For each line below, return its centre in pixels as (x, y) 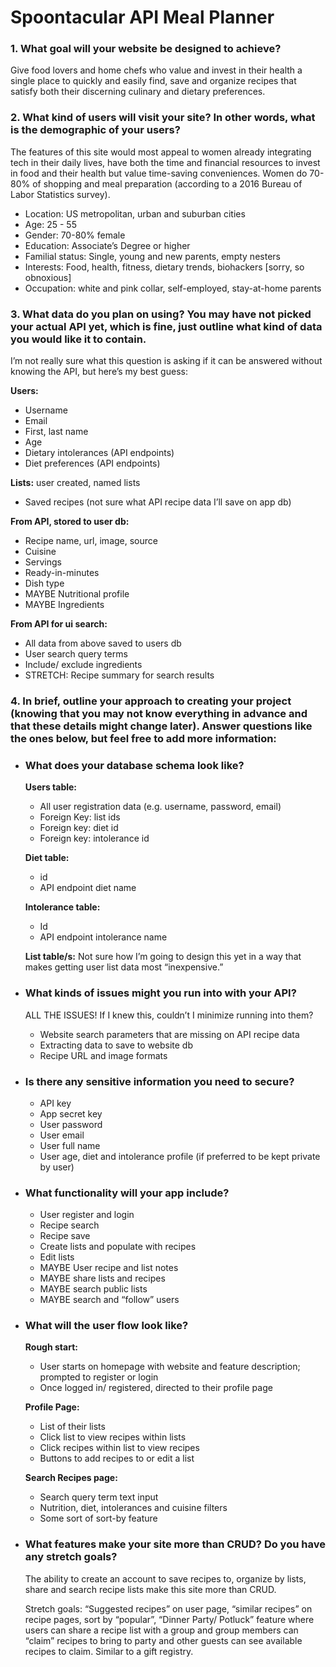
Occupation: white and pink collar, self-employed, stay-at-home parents (173, 288)
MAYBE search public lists (93, 1289)
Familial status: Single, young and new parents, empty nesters (152, 256)
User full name (70, 1145)
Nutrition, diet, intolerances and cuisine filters (133, 1508)
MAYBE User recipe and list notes (109, 1268)
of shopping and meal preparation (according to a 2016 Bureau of (167, 183)
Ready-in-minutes (62, 573)
